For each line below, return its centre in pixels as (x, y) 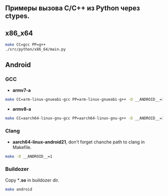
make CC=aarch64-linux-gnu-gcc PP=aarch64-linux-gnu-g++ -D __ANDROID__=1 (85, 118)
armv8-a (22, 109)
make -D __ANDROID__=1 (29, 156)
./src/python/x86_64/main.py (35, 50)
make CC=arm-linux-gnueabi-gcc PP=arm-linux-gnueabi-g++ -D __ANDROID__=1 (85, 99)
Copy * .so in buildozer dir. (32, 180)
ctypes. (17, 16)
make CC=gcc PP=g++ (25, 45)
